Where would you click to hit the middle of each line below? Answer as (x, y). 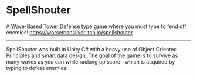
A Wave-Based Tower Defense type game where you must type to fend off (96, 26)
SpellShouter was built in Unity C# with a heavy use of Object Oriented (91, 49)
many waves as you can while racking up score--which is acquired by (91, 61)
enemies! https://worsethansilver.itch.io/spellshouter (69, 32)
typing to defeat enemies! (37, 68)
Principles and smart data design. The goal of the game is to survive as (92, 55)
